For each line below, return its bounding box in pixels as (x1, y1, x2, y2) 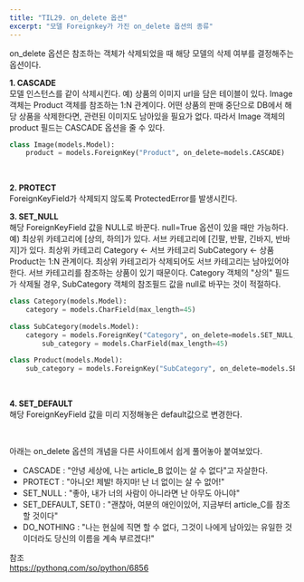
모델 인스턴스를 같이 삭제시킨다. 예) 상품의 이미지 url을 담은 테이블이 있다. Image (9, 88, 293, 99)
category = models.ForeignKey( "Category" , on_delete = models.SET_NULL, (25, 330, 298, 340)
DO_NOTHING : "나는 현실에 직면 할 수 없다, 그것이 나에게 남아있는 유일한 (22, 522, 283, 533)
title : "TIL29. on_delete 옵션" (9, 13, 128, 23)
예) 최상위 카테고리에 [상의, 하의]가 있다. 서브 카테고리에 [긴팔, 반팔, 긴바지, (9, 233, 274, 245)
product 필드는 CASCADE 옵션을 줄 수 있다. (9, 121, 166, 132)
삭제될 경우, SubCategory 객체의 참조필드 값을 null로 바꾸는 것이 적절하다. (18, 278, 281, 290)
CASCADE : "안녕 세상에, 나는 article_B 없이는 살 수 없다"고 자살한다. (22, 465, 269, 476)
